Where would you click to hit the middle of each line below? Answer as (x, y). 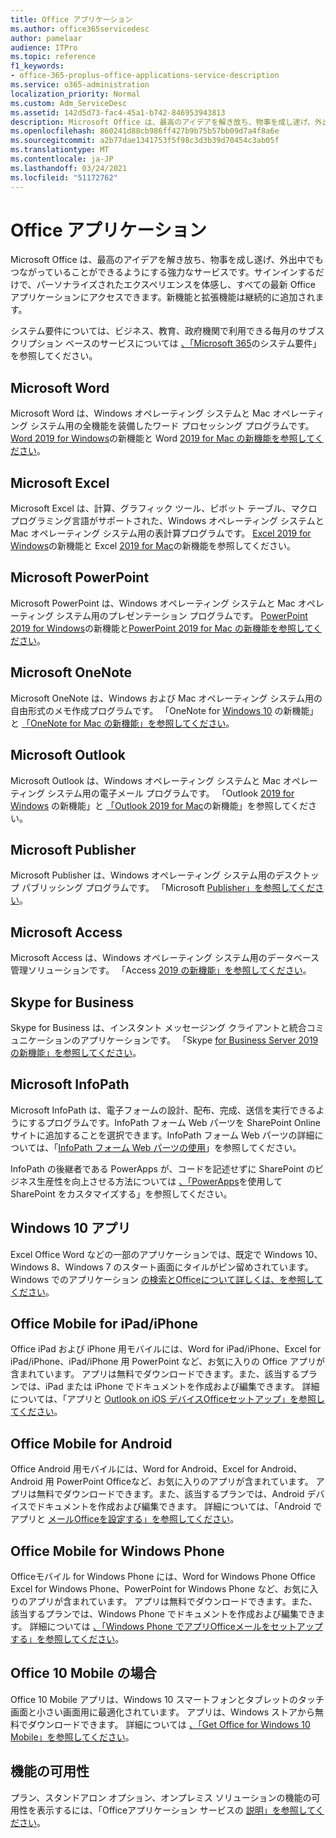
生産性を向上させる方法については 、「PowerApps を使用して (159, 1181)
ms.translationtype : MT (60, 150)
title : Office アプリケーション (71, 19)
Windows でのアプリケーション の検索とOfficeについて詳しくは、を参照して (166, 1279)
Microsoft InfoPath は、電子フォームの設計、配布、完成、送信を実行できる (163, 1110)
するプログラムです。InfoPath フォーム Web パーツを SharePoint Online (174, 1122)
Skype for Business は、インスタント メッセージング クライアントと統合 (158, 1027)
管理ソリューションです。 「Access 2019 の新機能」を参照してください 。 (161, 970)
